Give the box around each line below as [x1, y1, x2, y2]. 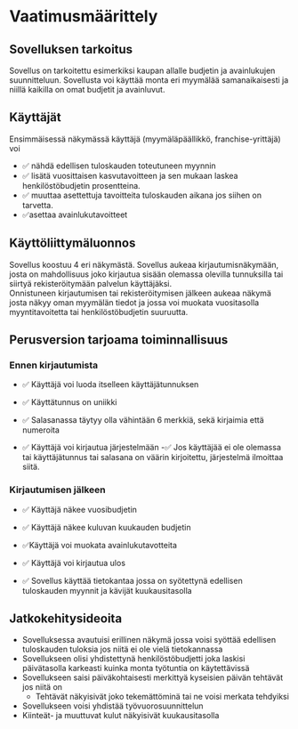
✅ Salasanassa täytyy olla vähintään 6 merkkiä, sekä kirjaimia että [21, 415, 264, 425]
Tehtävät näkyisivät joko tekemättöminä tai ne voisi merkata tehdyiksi [35, 692, 289, 702]
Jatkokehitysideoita [9, 612, 123, 626]
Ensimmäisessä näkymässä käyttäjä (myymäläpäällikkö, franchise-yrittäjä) [9, 134, 282, 144]
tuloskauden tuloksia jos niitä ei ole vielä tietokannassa [21, 644, 223, 655]
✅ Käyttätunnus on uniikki [21, 397, 117, 408]
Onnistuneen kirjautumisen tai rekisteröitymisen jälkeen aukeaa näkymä [9, 288, 271, 298]
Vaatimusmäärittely [9, 6, 158, 27]
